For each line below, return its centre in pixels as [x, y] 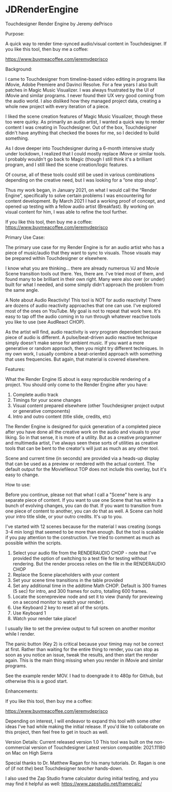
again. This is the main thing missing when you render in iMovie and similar [84, 660]
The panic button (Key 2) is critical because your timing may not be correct [84, 644]
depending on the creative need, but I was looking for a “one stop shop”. [82, 180]
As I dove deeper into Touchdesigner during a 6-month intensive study [80, 148]
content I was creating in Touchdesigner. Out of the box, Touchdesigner [81, 127]
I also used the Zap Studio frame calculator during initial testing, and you [82, 778]
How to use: [18, 484]
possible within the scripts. [34, 543]
